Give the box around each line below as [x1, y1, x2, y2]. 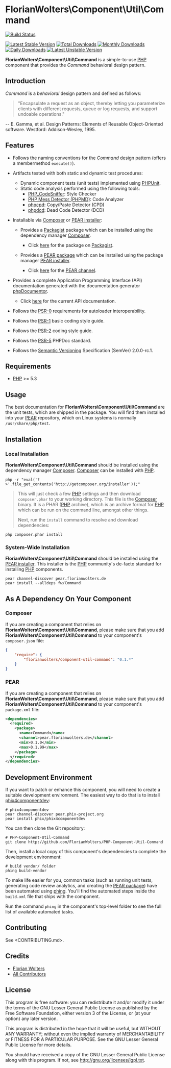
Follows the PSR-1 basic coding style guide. [12, 317, 105, 324]
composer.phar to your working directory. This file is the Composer [17, 496, 157, 502]
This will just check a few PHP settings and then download [17, 490, 141, 496]
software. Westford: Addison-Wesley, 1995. [5, 126, 96, 132]
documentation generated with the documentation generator [12, 282, 140, 289]
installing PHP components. [5, 566, 63, 573]
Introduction [5, 77, 46, 85]
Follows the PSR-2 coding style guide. [12, 328, 93, 334]
